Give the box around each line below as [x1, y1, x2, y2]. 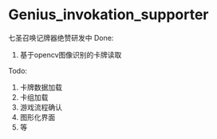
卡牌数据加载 [19, 82, 62, 92]
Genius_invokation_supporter [8, 6, 209, 24]
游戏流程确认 [19, 102, 62, 112]
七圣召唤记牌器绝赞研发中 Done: [8, 33, 114, 42]
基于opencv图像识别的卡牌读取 [19, 50, 122, 59]
